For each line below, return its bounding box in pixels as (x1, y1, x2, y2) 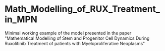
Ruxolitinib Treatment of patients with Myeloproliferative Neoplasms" (4, 40, 145, 46)
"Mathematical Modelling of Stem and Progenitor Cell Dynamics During (4, 35, 150, 41)
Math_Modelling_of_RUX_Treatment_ (4, 3, 161, 15)
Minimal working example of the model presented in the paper (4, 30, 132, 36)
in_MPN (4, 14, 38, 25)
